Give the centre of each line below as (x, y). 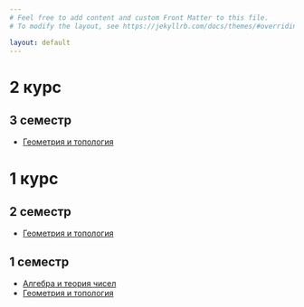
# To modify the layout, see (64, 26)
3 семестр (41, 120)
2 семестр (41, 212)
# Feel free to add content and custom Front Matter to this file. (139, 18)
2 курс (35, 87)
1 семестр (39, 261)
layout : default (40, 42)
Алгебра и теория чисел (69, 284)
